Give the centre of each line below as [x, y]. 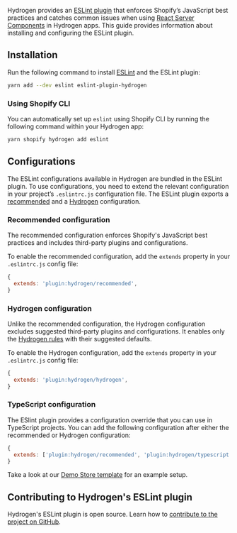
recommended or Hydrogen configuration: [69, 435]
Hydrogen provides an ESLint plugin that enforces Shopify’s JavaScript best [118, 10]
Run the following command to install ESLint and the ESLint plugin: [104, 72]
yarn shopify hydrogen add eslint [58, 139]
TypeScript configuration [52, 405]
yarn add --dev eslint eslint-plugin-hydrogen [77, 85]
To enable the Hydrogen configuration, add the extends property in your [112, 352]
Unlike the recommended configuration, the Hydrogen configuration [106, 324]
